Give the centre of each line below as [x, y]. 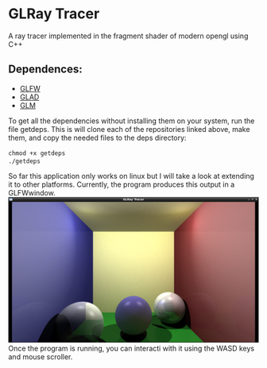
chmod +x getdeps [37, 153]
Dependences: [45, 70]
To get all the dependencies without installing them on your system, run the [132, 121]
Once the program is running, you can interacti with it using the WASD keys [132, 348]
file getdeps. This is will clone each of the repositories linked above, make [129, 129]
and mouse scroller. [41, 356]
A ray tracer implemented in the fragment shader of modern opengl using [128, 36]
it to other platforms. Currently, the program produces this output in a [122, 184]
